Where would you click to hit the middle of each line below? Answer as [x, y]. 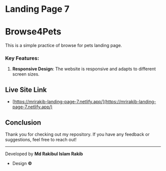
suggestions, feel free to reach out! [41, 140]
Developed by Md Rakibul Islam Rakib [44, 154]
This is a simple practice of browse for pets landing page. [64, 45]
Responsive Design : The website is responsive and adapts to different [84, 69]
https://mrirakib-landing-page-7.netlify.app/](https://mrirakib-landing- [85, 102]
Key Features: [22, 58]
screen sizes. [26, 74]
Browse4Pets [33, 32]
